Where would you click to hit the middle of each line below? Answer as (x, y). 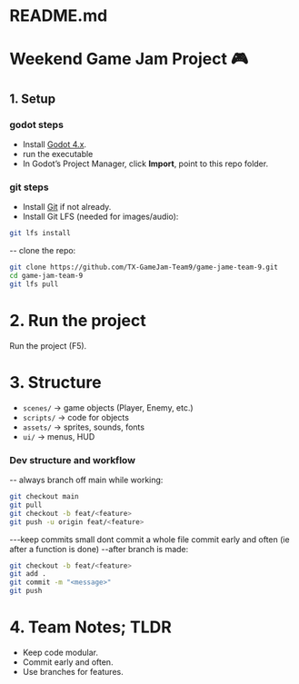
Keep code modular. (60, 652)
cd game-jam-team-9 (46, 276)
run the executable (58, 154)
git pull (26, 505)
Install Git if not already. (67, 207)
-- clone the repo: (43, 251)
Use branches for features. (73, 671)
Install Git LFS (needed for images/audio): (100, 217)
